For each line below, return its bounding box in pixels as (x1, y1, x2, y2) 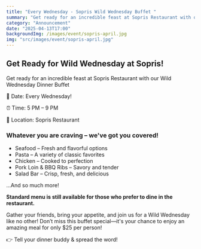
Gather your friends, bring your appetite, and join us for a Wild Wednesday (6, 211, 190, 218)
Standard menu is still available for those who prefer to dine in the (6, 193, 173, 201)
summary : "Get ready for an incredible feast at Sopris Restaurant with (6, 14, 191, 20)
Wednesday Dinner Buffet (6, 81, 70, 88)
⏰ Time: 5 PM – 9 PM (6, 104, 59, 111)
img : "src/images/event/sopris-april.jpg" (6, 37, 114, 42)
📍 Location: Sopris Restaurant (6, 116, 80, 123)
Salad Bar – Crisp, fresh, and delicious (14, 170, 109, 177)
